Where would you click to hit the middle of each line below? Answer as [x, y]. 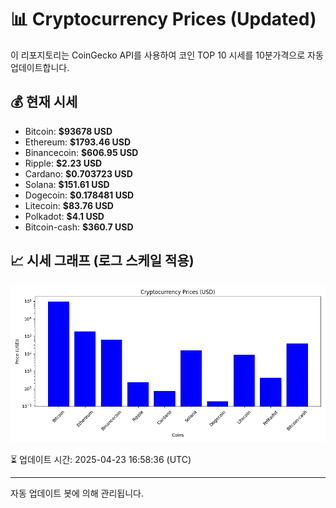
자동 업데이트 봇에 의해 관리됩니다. [77, 493]
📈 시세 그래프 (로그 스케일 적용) [102, 261]
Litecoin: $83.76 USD [69, 205]
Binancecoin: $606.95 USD [81, 152]
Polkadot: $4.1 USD [64, 216]
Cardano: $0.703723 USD [78, 173]
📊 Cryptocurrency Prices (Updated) [163, 19]
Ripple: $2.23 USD [63, 163]
